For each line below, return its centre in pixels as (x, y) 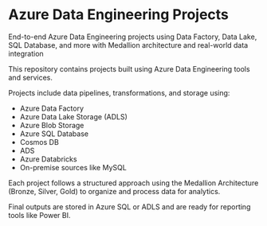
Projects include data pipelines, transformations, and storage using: (119, 92)
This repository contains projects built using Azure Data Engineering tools (129, 68)
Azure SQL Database (54, 134)
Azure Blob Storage (52, 125)
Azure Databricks (48, 159)
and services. (31, 77)
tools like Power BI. (39, 215)
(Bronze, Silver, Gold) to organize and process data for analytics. (114, 191)
